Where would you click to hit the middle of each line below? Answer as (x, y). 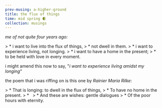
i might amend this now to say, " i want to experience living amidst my (75, 66)
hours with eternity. (25, 101)
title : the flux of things (32, 14)
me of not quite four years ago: (36, 37)
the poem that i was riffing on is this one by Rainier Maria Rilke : (69, 81)
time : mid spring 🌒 (26, 18)
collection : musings (26, 23)
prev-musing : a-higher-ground (36, 9)
